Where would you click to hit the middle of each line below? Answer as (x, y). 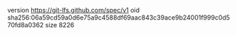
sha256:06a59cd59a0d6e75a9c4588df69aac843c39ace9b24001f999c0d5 (118, 17)
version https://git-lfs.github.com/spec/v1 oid (74, 10)
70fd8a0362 (26, 25)
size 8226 (60, 25)
